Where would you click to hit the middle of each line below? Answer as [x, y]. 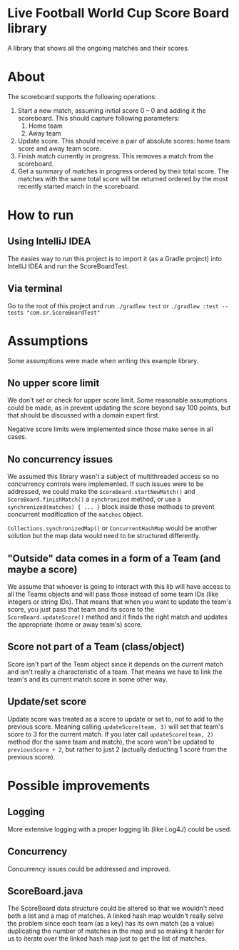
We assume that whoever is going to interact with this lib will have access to [119, 587]
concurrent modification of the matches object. [75, 515]
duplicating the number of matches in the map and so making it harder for [116, 931]
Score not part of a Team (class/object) [96, 647]
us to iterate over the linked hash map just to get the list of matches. [107, 939]
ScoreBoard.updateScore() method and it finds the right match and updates [118, 617]
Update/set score [47, 702]
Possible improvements [79, 785]
